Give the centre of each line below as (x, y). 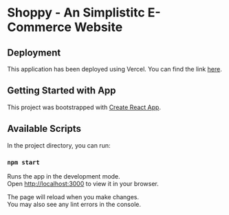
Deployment (34, 53)
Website (99, 27)
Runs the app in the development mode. (64, 176)
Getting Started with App (62, 91)
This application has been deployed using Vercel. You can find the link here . (115, 69)
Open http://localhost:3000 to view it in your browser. (83, 183)
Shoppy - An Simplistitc (76, 13)
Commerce (40, 27)
